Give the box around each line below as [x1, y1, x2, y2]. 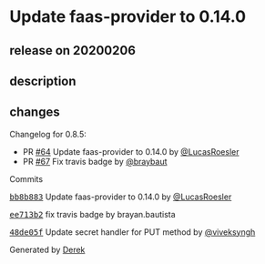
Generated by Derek [9, 244, 86, 255]
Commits [9, 173, 44, 184]
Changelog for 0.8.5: [9, 128, 87, 139]
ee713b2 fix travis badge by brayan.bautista [9, 208, 176, 219]
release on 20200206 [9, 43, 137, 58]
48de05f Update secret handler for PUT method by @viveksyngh [9, 226, 256, 238]
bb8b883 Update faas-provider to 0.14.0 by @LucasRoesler [9, 191, 232, 202]
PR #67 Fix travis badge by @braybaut [22, 156, 168, 167]
